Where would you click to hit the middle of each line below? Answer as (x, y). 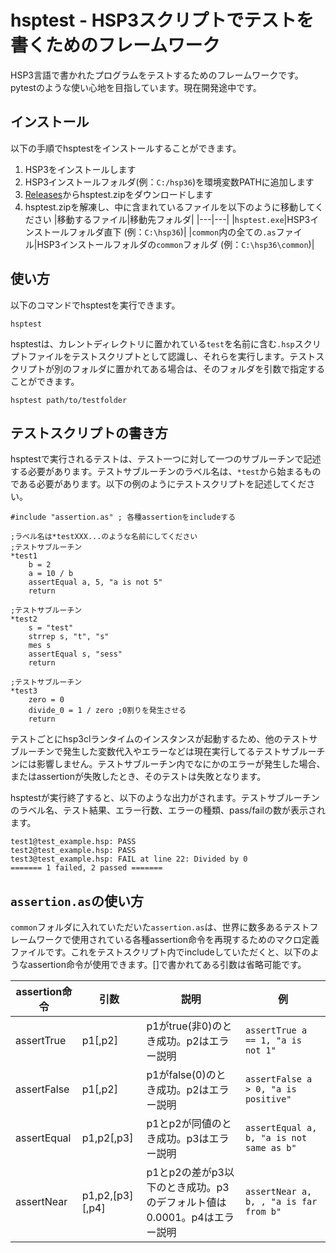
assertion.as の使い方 (77, 901)
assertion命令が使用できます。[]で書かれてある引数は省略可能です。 (167, 965)
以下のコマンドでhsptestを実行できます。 (95, 305)
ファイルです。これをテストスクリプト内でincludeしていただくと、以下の (160, 952)
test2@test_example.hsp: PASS (73, 851)
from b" (263, 1212)
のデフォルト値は (186, 1203)
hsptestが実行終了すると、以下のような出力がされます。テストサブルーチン (165, 798)
